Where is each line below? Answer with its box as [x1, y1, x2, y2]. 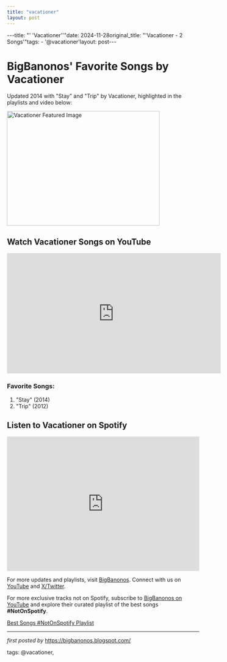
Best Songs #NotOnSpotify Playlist [7, 619, 94, 627]
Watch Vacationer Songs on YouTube [7, 237, 151, 247]
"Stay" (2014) [15, 395, 51, 403]
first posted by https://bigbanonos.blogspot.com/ [7, 637, 131, 644]
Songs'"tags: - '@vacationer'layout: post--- [7, 38, 117, 45]
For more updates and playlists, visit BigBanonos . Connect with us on [7, 576, 181, 584]
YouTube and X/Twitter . [7, 583, 66, 590]
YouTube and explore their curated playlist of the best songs [7, 601, 159, 608]
